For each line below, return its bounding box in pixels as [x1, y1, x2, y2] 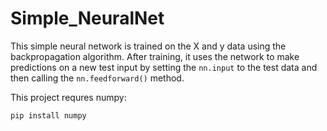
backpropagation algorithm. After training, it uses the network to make [10, 50, 300, 62]
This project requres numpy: [10, 91, 127, 103]
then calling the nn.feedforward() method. [10, 72, 185, 84]
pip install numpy [10, 110, 87, 121]
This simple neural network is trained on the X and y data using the [10, 40, 287, 52]
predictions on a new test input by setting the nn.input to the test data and [10, 61, 318, 73]
